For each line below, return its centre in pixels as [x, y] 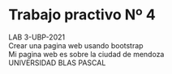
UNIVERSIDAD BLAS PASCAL [57, 63]
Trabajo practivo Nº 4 [82, 15]
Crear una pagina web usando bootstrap [76, 45]
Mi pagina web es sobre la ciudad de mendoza [86, 54]
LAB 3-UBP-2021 [37, 37]
